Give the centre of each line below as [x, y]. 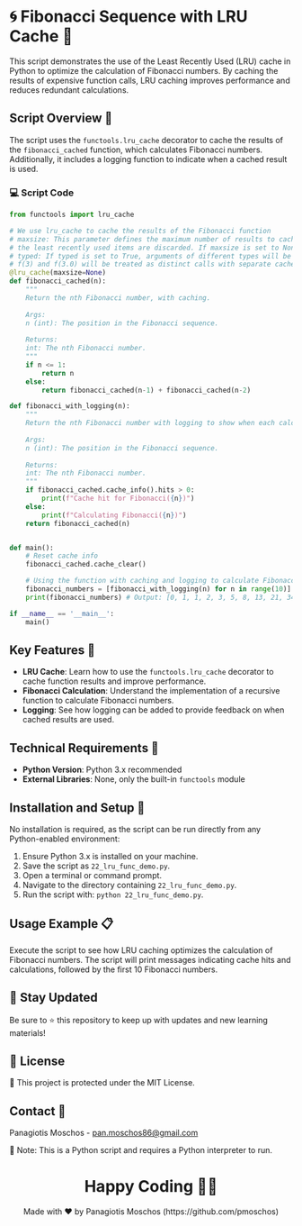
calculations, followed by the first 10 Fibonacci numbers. [114, 969]
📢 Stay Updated [54, 998]
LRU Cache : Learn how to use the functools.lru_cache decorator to [148, 672]
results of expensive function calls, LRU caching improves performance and [150, 80]
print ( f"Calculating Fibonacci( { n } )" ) [114, 515]
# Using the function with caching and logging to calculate [142, 581]
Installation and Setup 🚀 [77, 808]
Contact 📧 [38, 1111]
